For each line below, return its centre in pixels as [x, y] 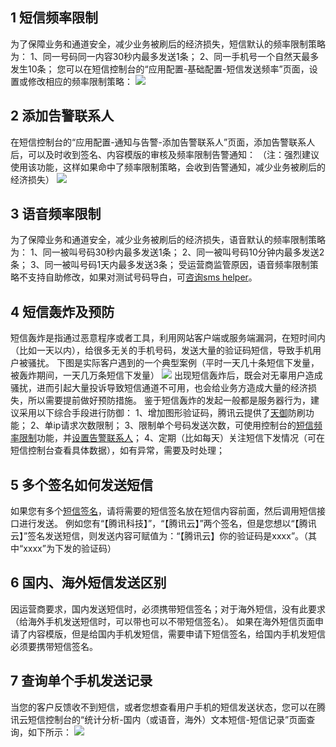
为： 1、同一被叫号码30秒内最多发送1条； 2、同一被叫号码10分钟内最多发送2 [167, 252]
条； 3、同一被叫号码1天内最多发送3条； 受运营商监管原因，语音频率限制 [160, 265]
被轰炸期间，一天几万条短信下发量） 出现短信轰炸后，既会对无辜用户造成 [166, 375]
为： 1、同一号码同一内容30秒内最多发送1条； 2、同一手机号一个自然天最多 [165, 56]
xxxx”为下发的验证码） [70, 549]
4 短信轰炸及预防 [62, 311]
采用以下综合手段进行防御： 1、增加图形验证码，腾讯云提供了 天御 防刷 [162, 413]
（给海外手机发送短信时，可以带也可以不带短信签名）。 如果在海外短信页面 [162, 621]
